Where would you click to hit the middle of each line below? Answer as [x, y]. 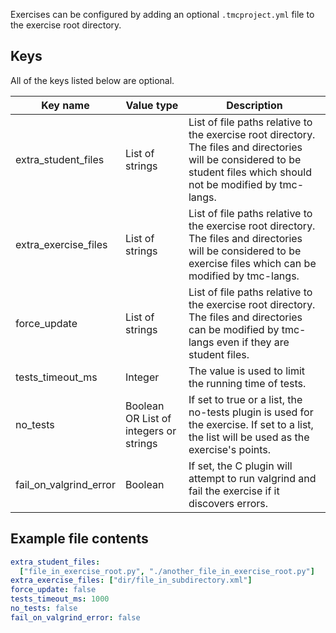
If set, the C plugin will [240, 466]
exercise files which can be [252, 263]
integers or [150, 431]
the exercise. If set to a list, [251, 424]
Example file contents [79, 539]
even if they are [253, 342]
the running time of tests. [247, 383]
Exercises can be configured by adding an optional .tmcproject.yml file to [162, 14]
